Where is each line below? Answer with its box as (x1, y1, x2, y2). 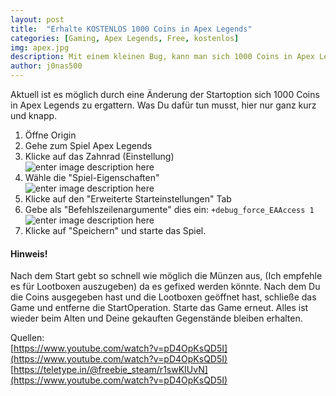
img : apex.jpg (10, 42, 70, 53)
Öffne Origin (24, 129, 77, 141)
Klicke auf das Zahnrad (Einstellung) (24, 151, 175, 162)
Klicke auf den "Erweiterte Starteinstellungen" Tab (24, 193, 232, 205)
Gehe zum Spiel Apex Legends (24, 140, 153, 151)
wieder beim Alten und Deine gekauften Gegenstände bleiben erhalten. (10, 312, 303, 325)
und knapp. (10, 110, 58, 121)
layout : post (10, 14, 65, 25)
